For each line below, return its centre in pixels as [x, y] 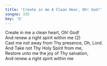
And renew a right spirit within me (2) [43, 38]
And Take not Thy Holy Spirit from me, [44, 48]
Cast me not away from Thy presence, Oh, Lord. [54, 43]
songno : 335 [17, 14]
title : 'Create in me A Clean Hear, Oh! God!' [54, 10]
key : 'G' [14, 19]
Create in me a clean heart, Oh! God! [42, 33]
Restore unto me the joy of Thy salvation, [47, 53]
